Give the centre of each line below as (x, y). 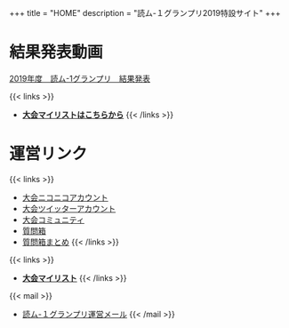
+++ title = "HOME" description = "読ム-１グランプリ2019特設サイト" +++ (145, 13)
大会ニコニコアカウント (65, 197)
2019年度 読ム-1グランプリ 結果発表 (80, 78)
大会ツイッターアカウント (69, 208)
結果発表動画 (56, 52)
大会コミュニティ (53, 220)
